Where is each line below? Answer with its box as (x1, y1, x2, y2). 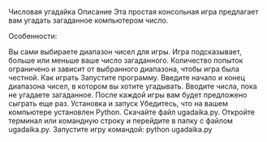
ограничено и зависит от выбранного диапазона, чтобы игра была (8, 64, 239, 74)
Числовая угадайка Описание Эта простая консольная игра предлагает (8, 7, 259, 16)
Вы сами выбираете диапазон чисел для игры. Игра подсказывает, (8, 47, 242, 56)
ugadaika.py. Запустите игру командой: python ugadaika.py (8, 125, 213, 134)
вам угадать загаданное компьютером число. (8, 15, 169, 25)
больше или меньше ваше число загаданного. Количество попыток (8, 56, 243, 65)
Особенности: (8, 32, 58, 41)
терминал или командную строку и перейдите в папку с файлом (8, 116, 234, 125)
